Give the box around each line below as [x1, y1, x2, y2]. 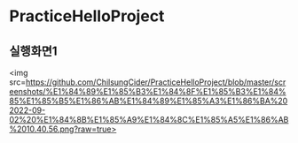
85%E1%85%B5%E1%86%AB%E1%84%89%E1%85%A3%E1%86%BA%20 [9, 95, 288, 106]
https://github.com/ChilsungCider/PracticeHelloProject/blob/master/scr [25, 77, 286, 87]
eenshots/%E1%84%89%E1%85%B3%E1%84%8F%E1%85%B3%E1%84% [9, 87, 286, 96]
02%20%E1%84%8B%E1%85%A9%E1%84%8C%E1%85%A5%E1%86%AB [9, 115, 289, 124]
